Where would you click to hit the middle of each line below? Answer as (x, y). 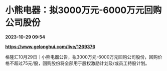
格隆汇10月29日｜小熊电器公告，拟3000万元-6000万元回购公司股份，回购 (81, 57)
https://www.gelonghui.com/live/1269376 (50, 46)
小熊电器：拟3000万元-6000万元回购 (83, 10)
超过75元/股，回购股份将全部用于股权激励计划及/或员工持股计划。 (82, 63)
